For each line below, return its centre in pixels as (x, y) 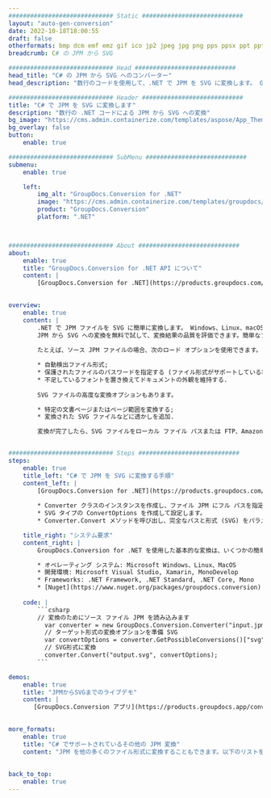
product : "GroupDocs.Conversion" (94, 210)
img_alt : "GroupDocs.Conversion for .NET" (110, 195)
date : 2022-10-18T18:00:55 (54, 31)
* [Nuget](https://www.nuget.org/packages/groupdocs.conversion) (150, 588)
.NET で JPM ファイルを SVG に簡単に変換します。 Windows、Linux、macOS (151, 328)
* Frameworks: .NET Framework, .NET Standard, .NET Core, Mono (146, 580)
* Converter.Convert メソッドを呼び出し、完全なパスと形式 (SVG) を (143, 521)
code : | (35, 603)
